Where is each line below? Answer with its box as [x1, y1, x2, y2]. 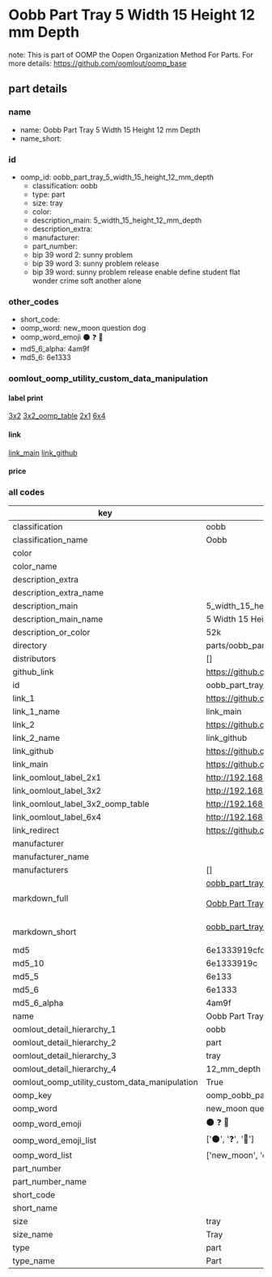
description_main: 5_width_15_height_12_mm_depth [32, 215, 202, 225]
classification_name [12, 535, 88, 546]
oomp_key [12, 1090, 53, 1102]
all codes [8, 487, 45, 498]
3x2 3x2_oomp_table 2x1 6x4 [8, 411, 106, 421]
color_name [12, 561, 57, 572]
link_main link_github [8, 448, 79, 457]
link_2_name [12, 733, 61, 744]
